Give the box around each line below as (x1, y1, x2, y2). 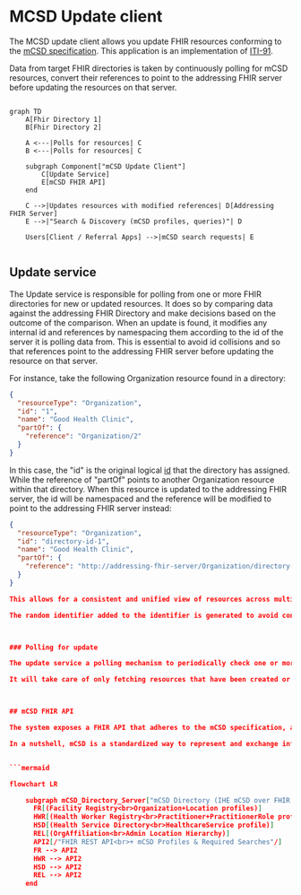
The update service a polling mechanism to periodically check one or (9, 659, 279, 668)
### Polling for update (9, 643, 99, 652)
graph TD (9, 107, 42, 116)
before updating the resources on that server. (9, 82, 177, 92)
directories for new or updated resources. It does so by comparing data (9, 298, 273, 308)
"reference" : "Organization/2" (25, 432, 142, 441)
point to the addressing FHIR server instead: (9, 502, 172, 513)
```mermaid (9, 763, 50, 772)
